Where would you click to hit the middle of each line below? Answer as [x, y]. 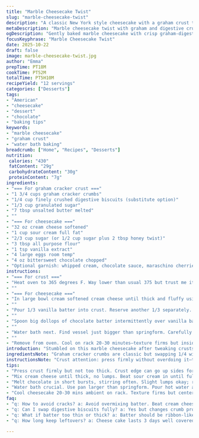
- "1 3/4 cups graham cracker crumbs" [54, 194]
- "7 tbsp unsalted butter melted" [50, 211]
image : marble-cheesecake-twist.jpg [51, 56]
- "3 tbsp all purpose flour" [44, 244]
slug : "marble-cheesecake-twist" [47, 17]
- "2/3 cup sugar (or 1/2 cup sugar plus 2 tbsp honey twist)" [86, 238]
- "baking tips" [26, 122]
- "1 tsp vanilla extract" [39, 249]
